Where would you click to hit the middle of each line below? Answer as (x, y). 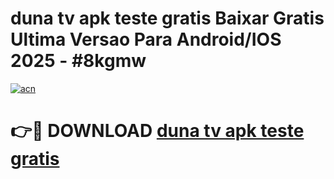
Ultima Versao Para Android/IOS (146, 39)
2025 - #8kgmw (78, 61)
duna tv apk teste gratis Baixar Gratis (167, 18)
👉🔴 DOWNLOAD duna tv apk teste (157, 131)
